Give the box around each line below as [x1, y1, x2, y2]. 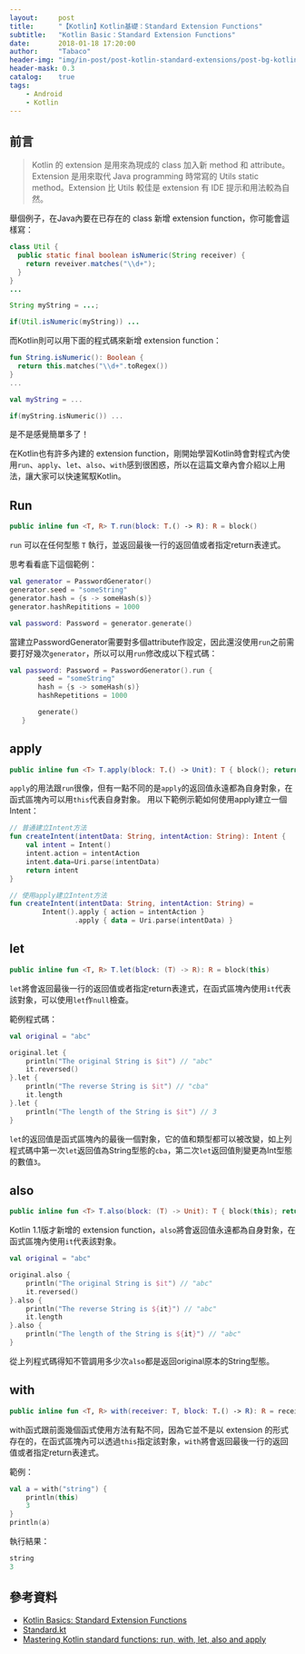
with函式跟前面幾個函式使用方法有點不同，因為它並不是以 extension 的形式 [9, 1424, 289, 1435]
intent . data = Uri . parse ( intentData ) [25, 857, 161, 866]
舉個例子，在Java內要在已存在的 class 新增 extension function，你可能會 [9, 213, 282, 224]
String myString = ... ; [9, 301, 100, 310]
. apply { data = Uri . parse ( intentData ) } [74, 916, 233, 925]
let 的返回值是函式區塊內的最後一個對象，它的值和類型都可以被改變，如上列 [9, 1133, 292, 1144]
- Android [25, 89, 64, 98]
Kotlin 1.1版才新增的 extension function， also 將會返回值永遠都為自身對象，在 [9, 1224, 296, 1236]
